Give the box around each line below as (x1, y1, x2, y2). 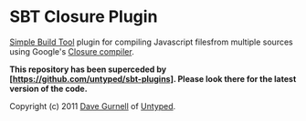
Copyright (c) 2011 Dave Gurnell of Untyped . (9, 100, 176, 111)
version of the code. (9, 83, 89, 94)
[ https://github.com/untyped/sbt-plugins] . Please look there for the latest (9, 73, 297, 84)
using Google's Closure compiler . (9, 45, 134, 56)
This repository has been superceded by (9, 64, 167, 75)
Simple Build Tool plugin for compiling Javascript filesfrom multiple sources (9, 36, 294, 47)
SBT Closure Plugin (9, 6, 158, 27)
